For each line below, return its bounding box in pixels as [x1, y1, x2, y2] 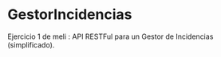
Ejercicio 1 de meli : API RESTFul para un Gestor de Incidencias [7, 32, 214, 41]
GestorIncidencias [7, 6, 132, 24]
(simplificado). [7, 40, 55, 49]
